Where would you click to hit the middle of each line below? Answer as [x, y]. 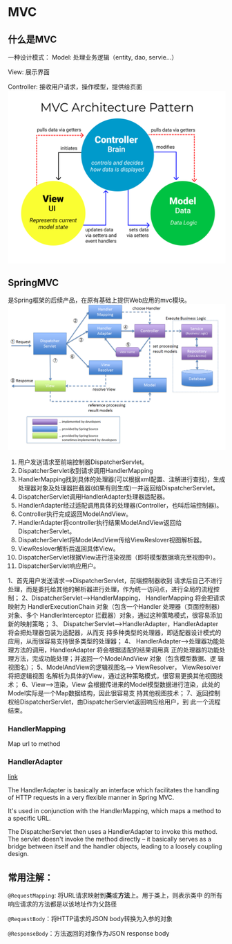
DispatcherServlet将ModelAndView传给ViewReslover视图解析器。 [112, 540]
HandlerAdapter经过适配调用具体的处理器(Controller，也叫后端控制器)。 [120, 505]
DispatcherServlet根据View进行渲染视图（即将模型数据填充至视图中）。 [118, 557]
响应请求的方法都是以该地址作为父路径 [62, 904]
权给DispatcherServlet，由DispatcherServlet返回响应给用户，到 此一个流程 [114, 702]
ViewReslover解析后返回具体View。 [68, 549]
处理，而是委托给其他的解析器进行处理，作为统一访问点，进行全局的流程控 [114, 589]
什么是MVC [32, 39]
